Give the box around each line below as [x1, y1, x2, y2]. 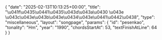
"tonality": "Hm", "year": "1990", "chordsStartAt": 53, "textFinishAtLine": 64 [5, 25, 157, 30]
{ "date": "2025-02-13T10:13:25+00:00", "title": [5, 4, 101, 10]
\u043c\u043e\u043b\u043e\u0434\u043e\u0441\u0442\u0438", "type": [5, 14, 156, 20]
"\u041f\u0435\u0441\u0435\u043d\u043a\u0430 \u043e [5, 9, 124, 15]
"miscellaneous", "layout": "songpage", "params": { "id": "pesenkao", [5, 19, 145, 25]
